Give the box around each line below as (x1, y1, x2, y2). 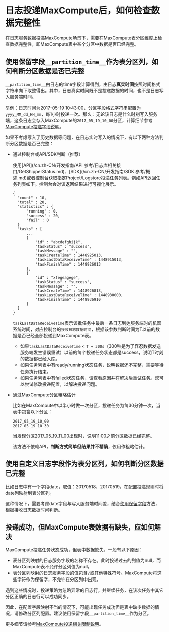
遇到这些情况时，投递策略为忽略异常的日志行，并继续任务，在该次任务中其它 (5, 587, 164, 593)
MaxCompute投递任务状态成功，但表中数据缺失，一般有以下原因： (5, 547, 143, 553)
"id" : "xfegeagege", (35, 275, 80, 280)
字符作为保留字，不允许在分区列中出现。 (17, 576, 101, 583)
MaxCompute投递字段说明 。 (5, 123, 64, 129)
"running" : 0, (26, 208, 58, 214)
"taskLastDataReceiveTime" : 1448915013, (35, 257, 123, 262)
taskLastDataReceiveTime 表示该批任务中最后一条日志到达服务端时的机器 (12, 320, 162, 326)
